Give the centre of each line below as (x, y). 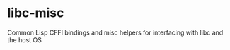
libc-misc (36, 13)
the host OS (25, 39)
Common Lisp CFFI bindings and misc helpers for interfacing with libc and (115, 32)
